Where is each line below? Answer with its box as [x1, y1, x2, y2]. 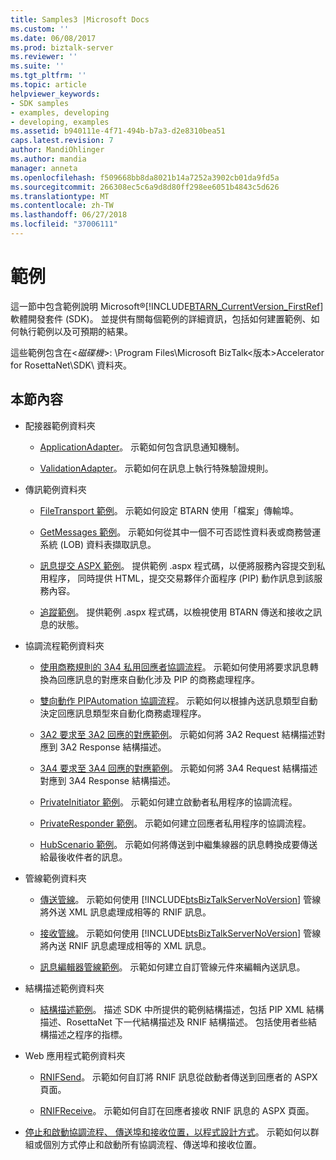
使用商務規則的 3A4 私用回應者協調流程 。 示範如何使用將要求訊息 [39, 661, 310, 673]
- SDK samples [10, 98, 70, 108]
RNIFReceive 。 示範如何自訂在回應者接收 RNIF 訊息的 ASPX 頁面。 [39, 1104, 315, 1116]
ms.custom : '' [10, 24, 70, 34]
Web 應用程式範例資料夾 [24, 1049, 126, 1061]
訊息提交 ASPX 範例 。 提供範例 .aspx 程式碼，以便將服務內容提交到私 [39, 559, 326, 571]
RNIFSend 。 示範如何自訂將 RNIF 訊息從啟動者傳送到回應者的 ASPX [39, 1071, 318, 1083]
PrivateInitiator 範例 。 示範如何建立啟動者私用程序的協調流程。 [39, 796, 298, 808]
